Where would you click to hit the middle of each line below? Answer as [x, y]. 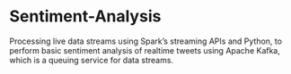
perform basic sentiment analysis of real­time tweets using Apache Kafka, [145, 50]
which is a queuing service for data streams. [91, 60]
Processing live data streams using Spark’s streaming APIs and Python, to [146, 41]
